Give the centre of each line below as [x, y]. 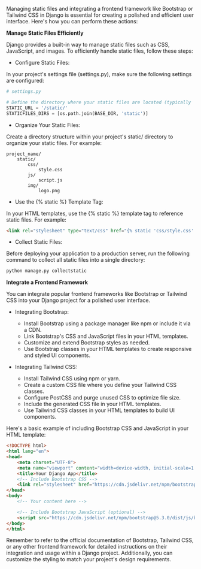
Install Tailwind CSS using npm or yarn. [72, 379]
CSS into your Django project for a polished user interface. [78, 300]
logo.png [49, 190]
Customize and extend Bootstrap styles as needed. [87, 343]
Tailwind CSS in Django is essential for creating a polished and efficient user [100, 15]
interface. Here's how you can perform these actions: [72, 21]
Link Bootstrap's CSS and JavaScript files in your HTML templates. [106, 336]
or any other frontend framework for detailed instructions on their [87, 547]
